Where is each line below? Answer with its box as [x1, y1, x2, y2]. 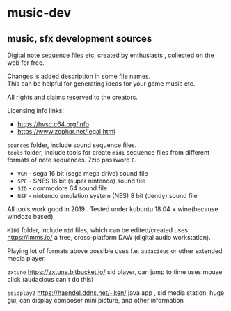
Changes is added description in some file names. [7, 72, 151, 80]
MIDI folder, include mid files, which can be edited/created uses [7, 226, 189, 234]
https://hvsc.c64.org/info [17, 120, 89, 128]
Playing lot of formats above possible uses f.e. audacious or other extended [7, 247, 223, 255]
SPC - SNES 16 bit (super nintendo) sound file [17, 176, 146, 185]
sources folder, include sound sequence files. [7, 141, 137, 149]
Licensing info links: [7, 107, 65, 114]
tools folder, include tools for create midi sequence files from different [7, 149, 210, 156]
